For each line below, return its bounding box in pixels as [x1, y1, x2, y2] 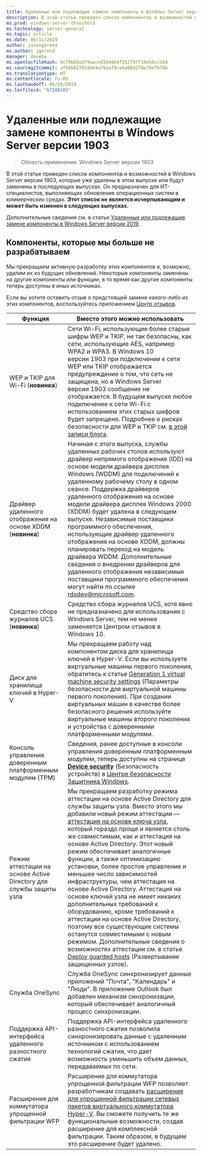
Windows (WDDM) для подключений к [67, 470, 179, 478]
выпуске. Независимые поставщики [67, 515, 174, 523]
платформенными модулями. [67, 730, 153, 738]
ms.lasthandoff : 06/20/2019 [6, 82, 77, 88]
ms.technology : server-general [6, 25, 85, 32]
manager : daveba [6, 54, 47, 60]
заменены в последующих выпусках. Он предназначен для [6, 183, 159, 190]
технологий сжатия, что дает [67, 1047, 152, 1056]
